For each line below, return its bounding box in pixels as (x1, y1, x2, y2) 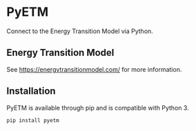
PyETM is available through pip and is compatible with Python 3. (6, 103, 189, 112)
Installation (6, 85, 56, 97)
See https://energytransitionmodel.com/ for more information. (6, 65, 182, 73)
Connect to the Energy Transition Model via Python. (6, 27, 153, 35)
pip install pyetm (6, 117, 59, 124)
